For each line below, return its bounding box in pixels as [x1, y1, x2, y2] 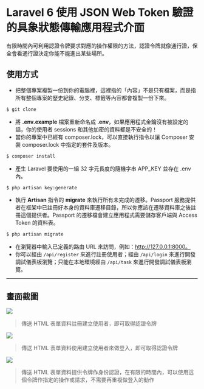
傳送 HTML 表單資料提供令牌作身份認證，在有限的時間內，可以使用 [21, 369, 189, 376]
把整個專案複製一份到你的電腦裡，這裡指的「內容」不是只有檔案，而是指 [15, 86, 196, 94]
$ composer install [6, 153, 56, 159]
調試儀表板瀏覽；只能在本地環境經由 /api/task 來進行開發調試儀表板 [15, 258, 187, 265]
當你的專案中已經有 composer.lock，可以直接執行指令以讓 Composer [15, 133, 188, 141]
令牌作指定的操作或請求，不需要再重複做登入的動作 [26, 376, 155, 384]
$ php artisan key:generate [6, 184, 78, 191]
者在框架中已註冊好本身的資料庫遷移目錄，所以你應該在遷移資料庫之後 [15, 204, 191, 211]
